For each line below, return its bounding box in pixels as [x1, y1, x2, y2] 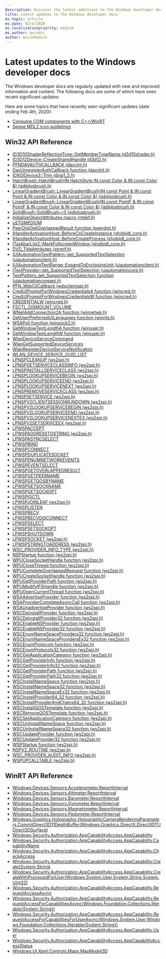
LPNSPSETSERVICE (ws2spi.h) [12, 393, 76, 399]
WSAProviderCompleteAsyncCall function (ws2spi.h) [12, 599, 121, 605]
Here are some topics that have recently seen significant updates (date [5, 103, 150, 109]
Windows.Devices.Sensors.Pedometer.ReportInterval [12, 811, 121, 817]
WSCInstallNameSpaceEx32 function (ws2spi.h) [12, 689, 111, 695]
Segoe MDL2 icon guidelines [12, 124, 71, 129]
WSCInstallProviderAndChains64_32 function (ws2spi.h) [12, 699, 127, 705]
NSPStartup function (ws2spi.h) [12, 552, 78, 558]
